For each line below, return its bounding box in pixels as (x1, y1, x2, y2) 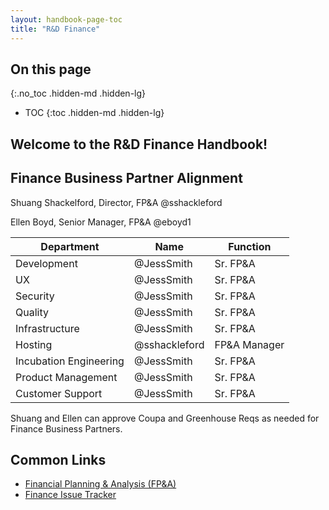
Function (228, 239, 272, 253)
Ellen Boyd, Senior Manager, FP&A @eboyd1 (10, 216, 192, 228)
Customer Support (15, 386, 103, 400)
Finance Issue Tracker (24, 489, 117, 501)
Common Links (10, 451, 107, 468)
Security (15, 289, 55, 303)
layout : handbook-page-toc (10, 14, 123, 25)
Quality (15, 305, 49, 319)
